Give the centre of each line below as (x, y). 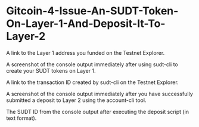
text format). (21, 118)
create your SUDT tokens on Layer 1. (51, 70)
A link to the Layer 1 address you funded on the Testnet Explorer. (85, 52)
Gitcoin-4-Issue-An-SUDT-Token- (92, 11)
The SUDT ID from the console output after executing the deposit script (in (98, 111)
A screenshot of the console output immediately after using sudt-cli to (92, 64)
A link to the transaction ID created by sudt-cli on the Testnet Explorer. (92, 82)
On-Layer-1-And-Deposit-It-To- (86, 24)
